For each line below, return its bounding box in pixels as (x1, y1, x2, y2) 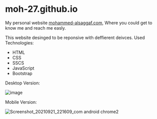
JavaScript (12, 65, 35, 71)
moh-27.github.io (5, 3, 78, 15)
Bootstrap (12, 70, 33, 76)
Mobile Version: (5, 99, 37, 105)
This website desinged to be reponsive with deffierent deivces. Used (5, 35, 145, 40)
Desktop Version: (5, 80, 40, 86)
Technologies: (5, 40, 34, 45)
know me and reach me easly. (5, 25, 66, 31)
